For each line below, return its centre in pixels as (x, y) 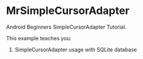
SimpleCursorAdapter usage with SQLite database (76, 49)
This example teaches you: (39, 38)
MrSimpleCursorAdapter (68, 11)
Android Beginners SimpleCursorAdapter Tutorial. (66, 27)
